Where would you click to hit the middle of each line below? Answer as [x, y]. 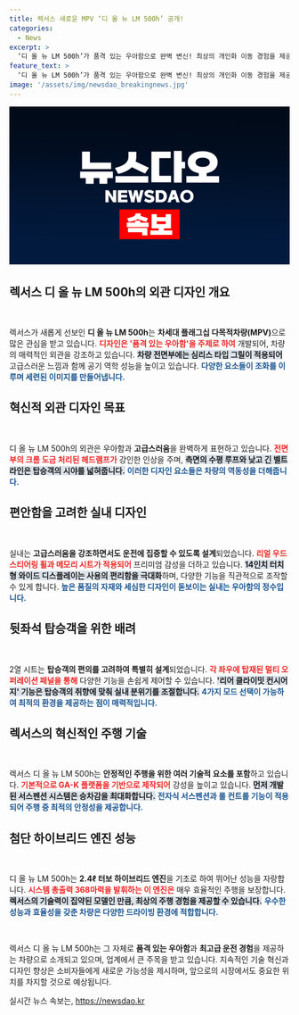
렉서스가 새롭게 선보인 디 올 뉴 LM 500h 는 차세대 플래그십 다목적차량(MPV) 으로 [148, 333]
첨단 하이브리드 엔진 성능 [73, 838]
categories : [31, 28]
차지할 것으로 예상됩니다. [69, 982]
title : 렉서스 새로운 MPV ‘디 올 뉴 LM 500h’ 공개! [97, 19]
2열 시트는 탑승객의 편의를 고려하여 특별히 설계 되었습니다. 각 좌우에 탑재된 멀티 [145, 669]
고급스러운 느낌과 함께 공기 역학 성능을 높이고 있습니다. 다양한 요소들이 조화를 [143, 366]
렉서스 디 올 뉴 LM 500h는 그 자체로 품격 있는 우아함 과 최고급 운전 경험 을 [135, 948]
